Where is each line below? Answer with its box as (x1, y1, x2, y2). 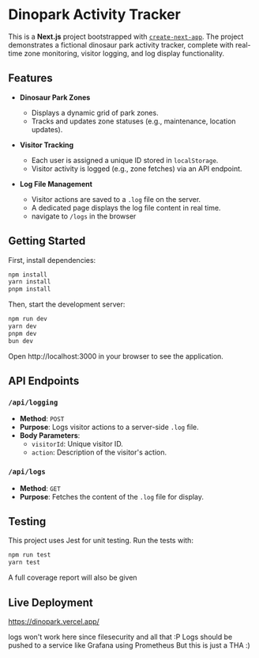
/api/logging (8, 398, 58, 407)
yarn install (8, 278, 51, 286)
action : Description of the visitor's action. (31, 447, 167, 457)
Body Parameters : (19, 431, 81, 440)
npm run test (8, 551, 51, 559)
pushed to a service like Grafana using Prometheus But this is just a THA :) (8, 641, 250, 650)
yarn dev (8, 322, 37, 330)
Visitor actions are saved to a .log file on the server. (31, 194, 201, 203)
